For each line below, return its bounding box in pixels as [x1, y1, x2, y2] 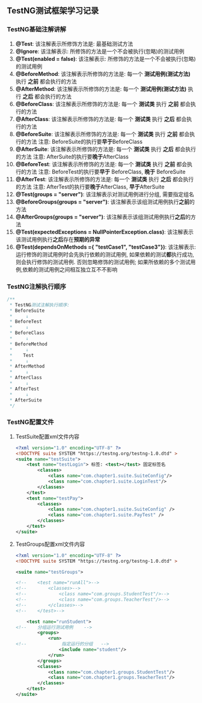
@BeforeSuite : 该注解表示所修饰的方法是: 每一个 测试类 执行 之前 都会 [15, 130, 190, 137]
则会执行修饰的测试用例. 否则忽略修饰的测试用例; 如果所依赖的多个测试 [15, 258, 191, 265]
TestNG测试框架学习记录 [7, 5, 99, 16]
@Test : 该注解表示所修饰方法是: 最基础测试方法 [15, 40, 133, 47]
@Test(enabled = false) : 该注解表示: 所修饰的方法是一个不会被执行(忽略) [15, 55, 196, 62]
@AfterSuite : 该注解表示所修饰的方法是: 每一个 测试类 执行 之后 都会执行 [15, 145, 197, 152]
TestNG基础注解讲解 [7, 25, 67, 34]
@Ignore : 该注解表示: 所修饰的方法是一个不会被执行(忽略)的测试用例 [15, 48, 185, 55]
